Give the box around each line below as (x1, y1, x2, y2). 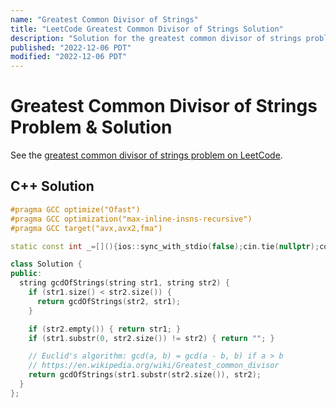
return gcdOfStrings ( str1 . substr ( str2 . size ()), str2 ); (28, 370, 262, 380)
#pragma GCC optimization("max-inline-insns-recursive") (10, 214, 253, 224)
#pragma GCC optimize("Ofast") (10, 204, 141, 215)
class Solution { (10, 259, 83, 270)
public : (10, 269, 43, 279)
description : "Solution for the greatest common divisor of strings (10, 33, 302, 43)
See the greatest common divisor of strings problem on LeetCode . (10, 149, 283, 161)
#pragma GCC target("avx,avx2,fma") (10, 223, 163, 233)
